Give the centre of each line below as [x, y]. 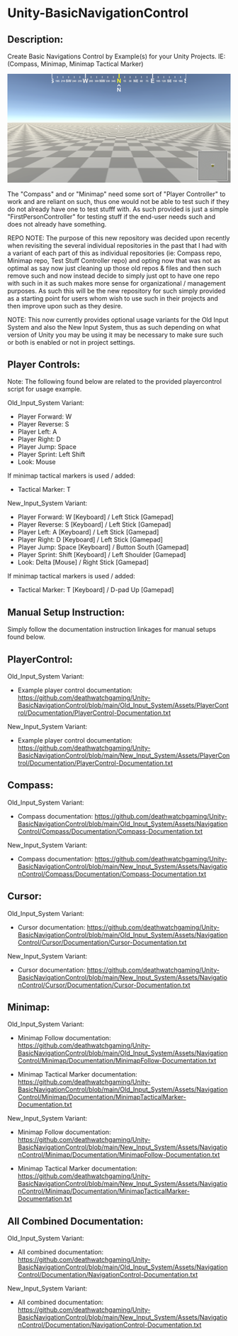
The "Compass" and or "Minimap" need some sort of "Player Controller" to [117, 194]
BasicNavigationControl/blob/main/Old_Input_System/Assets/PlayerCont [123, 706]
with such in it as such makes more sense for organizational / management [117, 283]
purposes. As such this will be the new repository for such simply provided [116, 291]
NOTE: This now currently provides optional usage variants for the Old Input [118, 319]
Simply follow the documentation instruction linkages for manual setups [112, 630]
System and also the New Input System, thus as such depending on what [114, 327]
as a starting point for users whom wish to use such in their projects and [113, 298]
